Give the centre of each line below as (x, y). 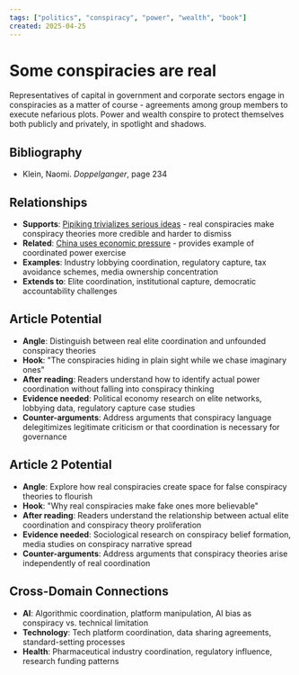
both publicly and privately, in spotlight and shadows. (108, 124)
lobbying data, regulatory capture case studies (109, 408)
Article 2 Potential (61, 465)
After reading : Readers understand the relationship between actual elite (155, 515)
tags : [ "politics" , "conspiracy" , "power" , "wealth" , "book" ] (128, 18)
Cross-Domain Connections (89, 592)
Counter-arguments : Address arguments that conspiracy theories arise (155, 553)
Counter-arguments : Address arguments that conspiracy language (147, 417)
